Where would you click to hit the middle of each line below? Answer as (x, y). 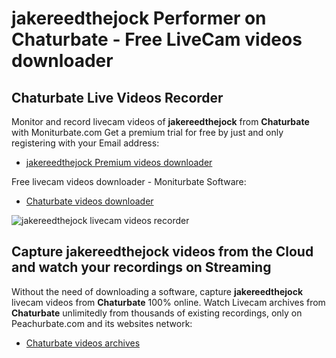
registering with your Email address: (85, 143)
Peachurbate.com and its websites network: (102, 323)
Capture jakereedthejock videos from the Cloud (162, 252)
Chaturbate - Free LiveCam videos (157, 39)
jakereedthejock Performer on (139, 18)
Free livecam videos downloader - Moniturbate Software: (129, 181)
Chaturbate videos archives (83, 343)
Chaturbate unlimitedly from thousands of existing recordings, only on (157, 313)
